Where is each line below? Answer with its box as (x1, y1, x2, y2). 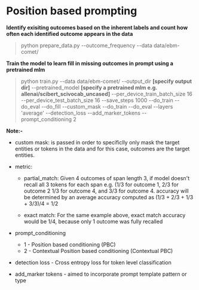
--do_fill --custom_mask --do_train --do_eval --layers (41, 103, 173, 110)
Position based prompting (6, 4, 137, 18)
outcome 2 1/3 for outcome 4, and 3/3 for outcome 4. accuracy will (23, 187, 189, 195)
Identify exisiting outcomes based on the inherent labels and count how (6, 24, 188, 31)
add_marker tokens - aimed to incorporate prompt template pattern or (14, 270, 187, 277)
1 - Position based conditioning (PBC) (23, 240, 116, 248)
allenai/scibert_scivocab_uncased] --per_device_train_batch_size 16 (20, 90, 192, 97)
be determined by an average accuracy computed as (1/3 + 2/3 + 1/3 (23, 193, 194, 200)
